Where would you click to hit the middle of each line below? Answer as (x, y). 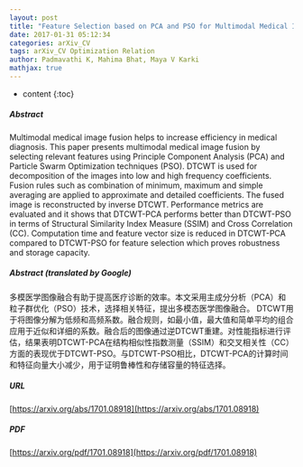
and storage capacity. (50, 252)
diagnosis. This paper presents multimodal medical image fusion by (135, 146)
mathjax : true (36, 69)
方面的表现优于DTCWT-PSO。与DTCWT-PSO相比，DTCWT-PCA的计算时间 (149, 353)
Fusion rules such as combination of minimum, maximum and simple (136, 185)
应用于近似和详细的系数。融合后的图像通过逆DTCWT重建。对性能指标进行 (147, 331)
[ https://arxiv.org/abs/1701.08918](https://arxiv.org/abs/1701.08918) (134, 408)
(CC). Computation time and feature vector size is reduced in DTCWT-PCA (147, 233)
